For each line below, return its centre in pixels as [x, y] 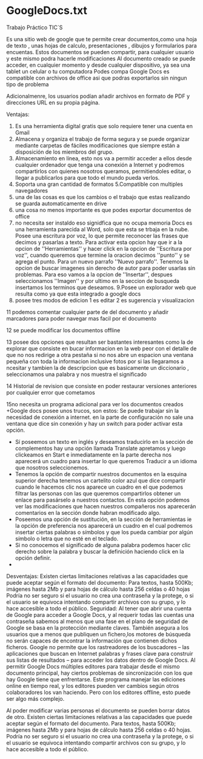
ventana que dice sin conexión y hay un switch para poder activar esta [95, 423]
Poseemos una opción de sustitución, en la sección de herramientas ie [103, 519]
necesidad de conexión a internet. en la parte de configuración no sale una [100, 417]
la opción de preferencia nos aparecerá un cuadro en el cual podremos [104, 525]
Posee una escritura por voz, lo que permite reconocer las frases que [102, 236]
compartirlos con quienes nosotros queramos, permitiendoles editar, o [103, 171]
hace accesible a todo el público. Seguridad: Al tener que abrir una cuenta [99, 608]
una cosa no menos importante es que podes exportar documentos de [103, 209]
